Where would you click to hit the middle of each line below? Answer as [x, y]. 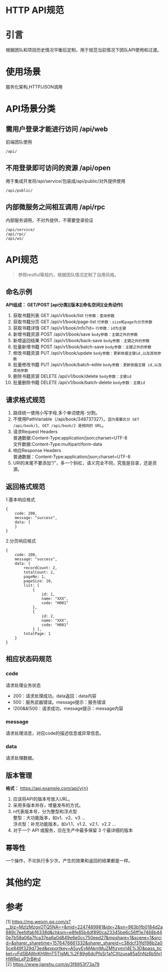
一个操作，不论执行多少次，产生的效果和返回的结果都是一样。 [69, 860]
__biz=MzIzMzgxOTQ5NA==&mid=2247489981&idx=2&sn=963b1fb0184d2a [84, 927]
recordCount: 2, [40, 568]
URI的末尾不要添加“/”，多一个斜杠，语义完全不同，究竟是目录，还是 [83, 463]
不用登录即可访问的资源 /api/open [58, 168]
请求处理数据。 [21, 758]
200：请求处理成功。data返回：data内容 [54, 696]
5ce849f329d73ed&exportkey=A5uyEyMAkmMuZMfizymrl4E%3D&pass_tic [84, 948]
